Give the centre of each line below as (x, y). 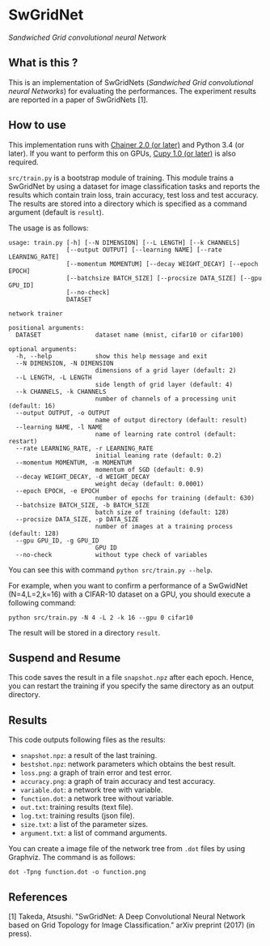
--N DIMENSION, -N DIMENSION (65, 363)
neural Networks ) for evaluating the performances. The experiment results (133, 91)
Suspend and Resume (65, 658)
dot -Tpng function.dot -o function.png (78, 872)
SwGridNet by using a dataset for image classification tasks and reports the (134, 186)
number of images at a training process (164, 526)
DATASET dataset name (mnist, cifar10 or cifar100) (130, 335)
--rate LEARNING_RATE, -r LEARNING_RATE (84, 448)
